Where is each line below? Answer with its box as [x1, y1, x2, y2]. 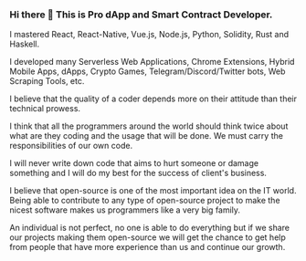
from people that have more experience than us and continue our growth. [9, 242, 286, 253]
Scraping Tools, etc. [9, 76, 85, 87]
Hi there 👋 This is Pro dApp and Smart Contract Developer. [9, 8, 273, 21]
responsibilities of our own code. [9, 141, 133, 151]
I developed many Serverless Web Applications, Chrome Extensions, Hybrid [9, 57, 295, 68]
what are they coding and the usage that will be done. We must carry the [9, 130, 283, 141]
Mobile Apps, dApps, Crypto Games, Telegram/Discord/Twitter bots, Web [9, 66, 286, 77]
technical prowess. [9, 103, 80, 114]
